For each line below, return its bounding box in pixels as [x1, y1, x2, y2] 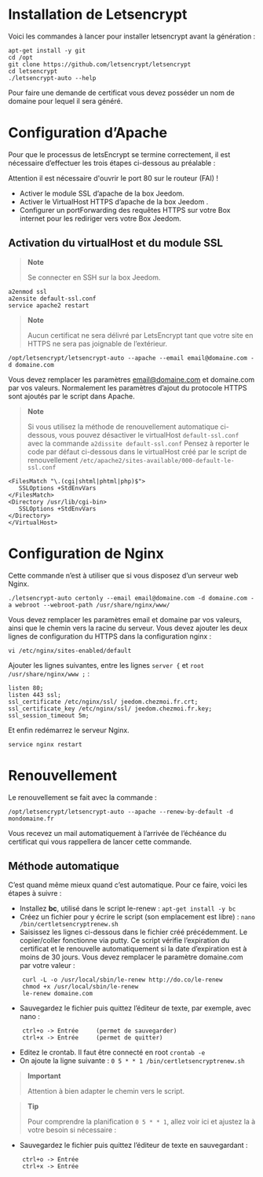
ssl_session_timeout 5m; [8, 711, 89, 720]
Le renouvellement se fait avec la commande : [8, 792, 157, 802]
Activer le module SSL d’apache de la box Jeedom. [19, 189, 184, 198]
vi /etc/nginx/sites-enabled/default [8, 647, 132, 654]
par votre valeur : [19, 961, 76, 970]
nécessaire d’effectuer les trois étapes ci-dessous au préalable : [8, 158, 216, 167]
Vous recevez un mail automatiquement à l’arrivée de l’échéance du [8, 828, 227, 838]
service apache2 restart [8, 301, 89, 310]
